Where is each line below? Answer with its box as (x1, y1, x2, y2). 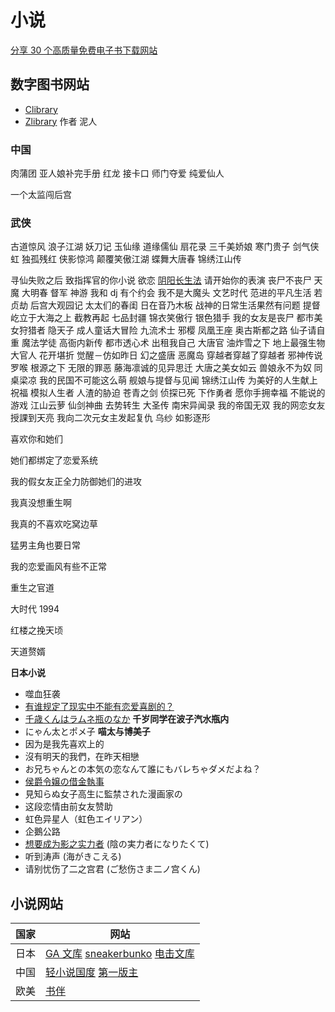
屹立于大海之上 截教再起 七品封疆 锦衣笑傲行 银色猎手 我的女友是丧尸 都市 (10, 312, 315, 324)
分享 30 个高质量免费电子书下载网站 (10, 44, 158, 56)
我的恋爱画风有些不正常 (10, 561, 107, 573)
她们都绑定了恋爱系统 (10, 454, 98, 466)
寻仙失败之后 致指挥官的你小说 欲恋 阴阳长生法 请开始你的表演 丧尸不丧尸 (10, 274, 312, 286)
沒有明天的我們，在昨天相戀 (24, 751, 140, 763)
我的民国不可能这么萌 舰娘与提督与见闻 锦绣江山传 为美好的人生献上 (38, 374, 318, 386)
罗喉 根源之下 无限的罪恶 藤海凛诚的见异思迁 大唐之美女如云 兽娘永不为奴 (10, 362, 312, 374)
